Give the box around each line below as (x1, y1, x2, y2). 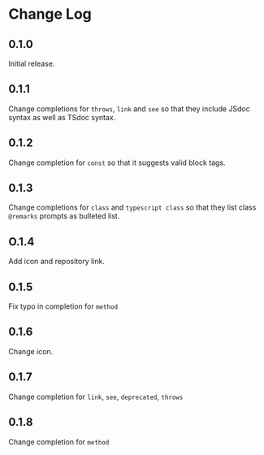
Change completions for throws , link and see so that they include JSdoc (8, 103, 250, 114)
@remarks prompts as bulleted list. (8, 211, 120, 221)
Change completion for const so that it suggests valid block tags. (8, 158, 226, 167)
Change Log (8, 5, 92, 24)
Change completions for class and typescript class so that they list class (8, 202, 257, 212)
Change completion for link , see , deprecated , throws (8, 392, 184, 401)
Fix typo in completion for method (8, 301, 119, 311)
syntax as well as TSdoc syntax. (8, 112, 116, 122)
